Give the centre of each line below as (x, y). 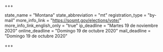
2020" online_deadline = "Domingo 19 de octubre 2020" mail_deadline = (78, 31)
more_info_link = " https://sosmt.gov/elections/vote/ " (69, 20)
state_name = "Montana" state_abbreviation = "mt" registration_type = (76, 15)
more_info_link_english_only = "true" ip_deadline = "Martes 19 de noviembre (81, 26)
